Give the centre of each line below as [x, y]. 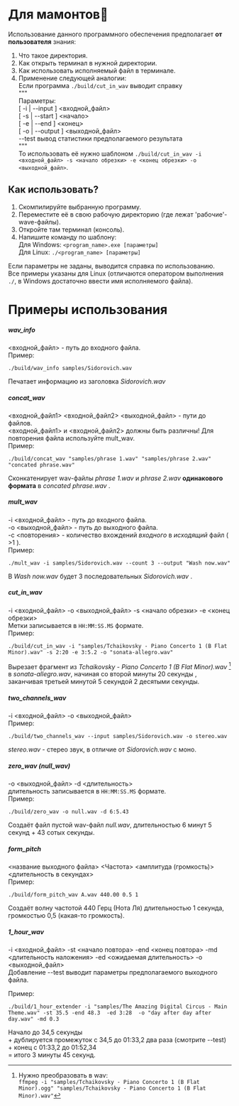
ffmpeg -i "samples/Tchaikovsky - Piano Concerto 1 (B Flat [109, 1083]
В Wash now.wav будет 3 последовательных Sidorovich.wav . [100, 576]
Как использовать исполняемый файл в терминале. [97, 70]
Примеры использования [88, 309]
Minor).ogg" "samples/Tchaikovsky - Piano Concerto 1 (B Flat [112, 1089]
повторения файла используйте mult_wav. [72, 438]
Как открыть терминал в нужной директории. [88, 63]
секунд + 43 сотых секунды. [51, 833]
